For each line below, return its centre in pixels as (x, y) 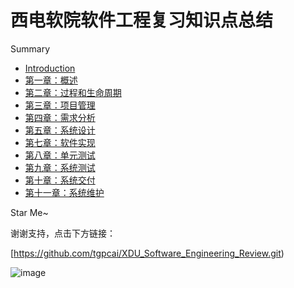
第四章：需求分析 (60, 117)
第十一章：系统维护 (64, 192)
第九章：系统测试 (60, 167)
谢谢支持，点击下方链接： (63, 233)
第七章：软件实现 (60, 142)
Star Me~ (29, 212)
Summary (30, 48)
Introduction (50, 68)
